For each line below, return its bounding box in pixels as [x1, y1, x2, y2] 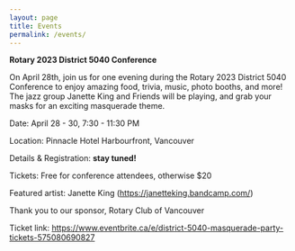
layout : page [9, 13, 58, 22]
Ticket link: [9, 222, 50, 234]
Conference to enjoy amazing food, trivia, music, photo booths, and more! [9, 82, 283, 93]
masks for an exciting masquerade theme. [9, 101, 165, 112]
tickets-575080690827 [9, 232, 95, 243]
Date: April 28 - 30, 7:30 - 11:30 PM [9, 118, 140, 129]
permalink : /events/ [9, 30, 87, 39]
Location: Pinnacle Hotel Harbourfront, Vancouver [9, 136, 195, 147]
